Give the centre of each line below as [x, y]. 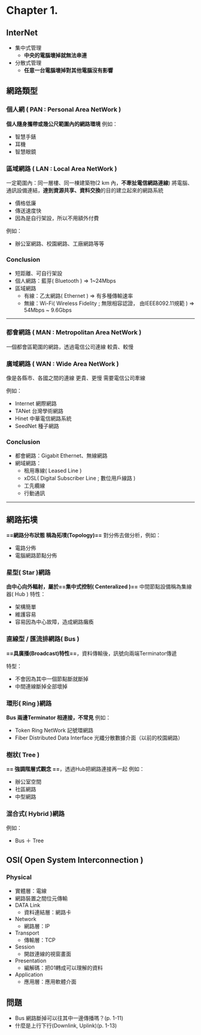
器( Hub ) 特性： [26, 594]
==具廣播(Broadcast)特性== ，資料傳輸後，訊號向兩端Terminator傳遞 [92, 653]
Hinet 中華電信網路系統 [43, 418]
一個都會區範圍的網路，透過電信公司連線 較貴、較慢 [70, 346]
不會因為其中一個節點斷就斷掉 [51, 678]
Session [25, 947]
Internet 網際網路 [36, 403]
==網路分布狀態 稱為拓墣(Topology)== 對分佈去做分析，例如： [84, 535]
